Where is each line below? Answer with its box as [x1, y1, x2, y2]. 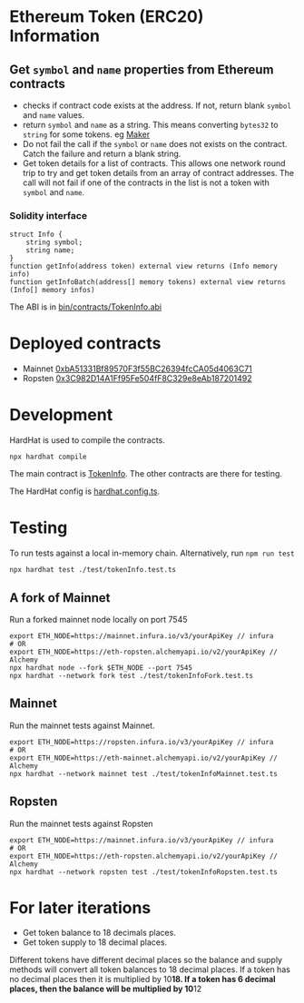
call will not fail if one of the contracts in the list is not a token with [22, 177, 270, 188]
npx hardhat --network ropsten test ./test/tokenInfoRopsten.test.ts [9, 867, 279, 877]
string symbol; [25, 238, 83, 247]
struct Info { [9, 230, 64, 240]
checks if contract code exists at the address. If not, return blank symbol [22, 100, 292, 111]
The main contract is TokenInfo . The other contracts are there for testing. [9, 468, 283, 479]
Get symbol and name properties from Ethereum [9, 62, 274, 77]
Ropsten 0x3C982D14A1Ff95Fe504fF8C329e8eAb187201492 [22, 373, 252, 384]
